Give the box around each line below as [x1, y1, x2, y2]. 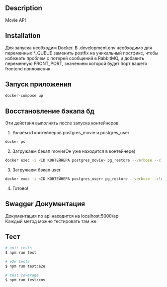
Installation [5, 32, 41, 40]
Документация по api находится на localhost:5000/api [5, 213, 120, 219]
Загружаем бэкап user [12, 167, 61, 172]
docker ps [5, 139, 26, 144]
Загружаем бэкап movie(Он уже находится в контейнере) [12, 148, 136, 154]
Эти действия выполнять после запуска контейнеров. [5, 120, 120, 126]
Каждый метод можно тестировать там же [5, 218, 97, 224]
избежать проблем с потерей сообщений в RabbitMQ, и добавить [5, 55, 145, 61]
